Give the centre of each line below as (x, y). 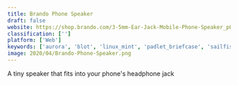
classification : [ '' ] (39, 34)
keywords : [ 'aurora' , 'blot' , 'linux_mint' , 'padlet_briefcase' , (106, 47)
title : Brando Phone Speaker (50, 14)
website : (20, 27)
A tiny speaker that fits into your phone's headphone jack (91, 73)
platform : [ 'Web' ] (34, 40)
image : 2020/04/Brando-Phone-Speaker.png (69, 54)
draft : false (27, 21)
